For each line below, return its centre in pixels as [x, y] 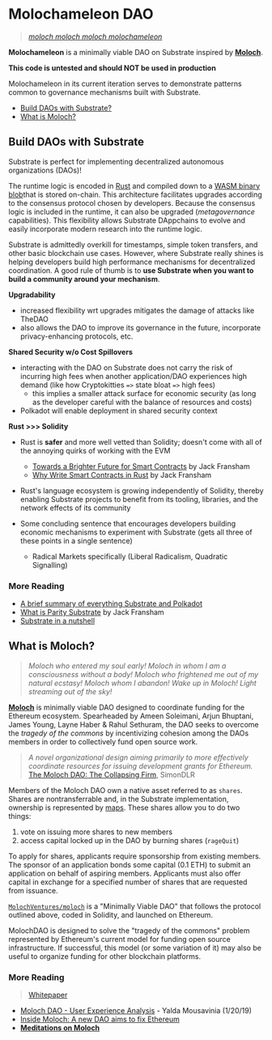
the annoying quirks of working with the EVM [95, 450]
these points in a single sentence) [76, 540]
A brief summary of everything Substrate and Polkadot [111, 603]
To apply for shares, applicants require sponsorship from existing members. [135, 856]
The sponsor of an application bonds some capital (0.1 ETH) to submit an [130, 864]
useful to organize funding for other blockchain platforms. [104, 956]
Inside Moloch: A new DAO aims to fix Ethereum [100, 1019]
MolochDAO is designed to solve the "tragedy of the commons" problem [129, 930]
